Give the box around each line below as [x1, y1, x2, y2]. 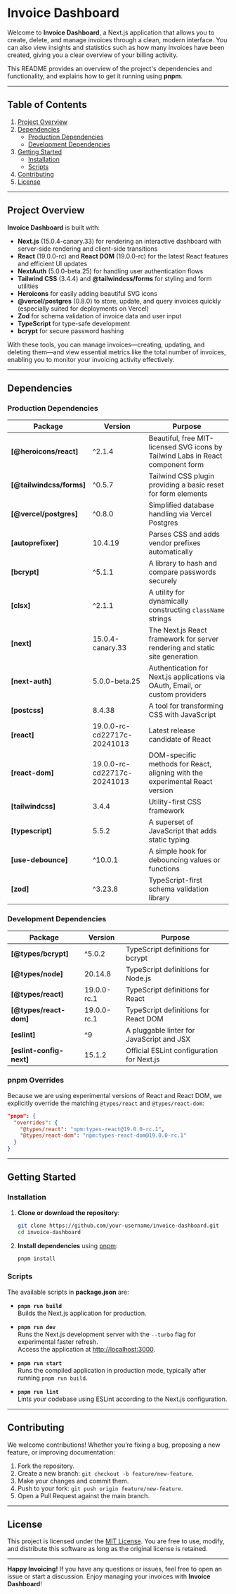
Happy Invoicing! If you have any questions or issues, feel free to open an [7, 1565, 223, 1574]
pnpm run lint [17, 1388, 59, 1395]
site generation [148, 652, 199, 661]
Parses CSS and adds [148, 530, 220, 540]
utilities [17, 282, 39, 290]
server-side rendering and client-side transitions [17, 244, 158, 253]
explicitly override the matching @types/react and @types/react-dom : [7, 1099, 204, 1107]
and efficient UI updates [17, 259, 88, 268]
